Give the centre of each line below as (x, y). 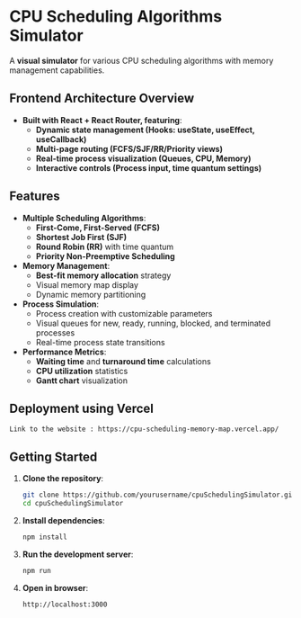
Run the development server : (78, 554)
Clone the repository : (63, 479)
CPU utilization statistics (82, 371)
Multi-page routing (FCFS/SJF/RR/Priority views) (129, 148)
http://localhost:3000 (65, 605)
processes (55, 332)
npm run (36, 570)
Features (35, 197)
